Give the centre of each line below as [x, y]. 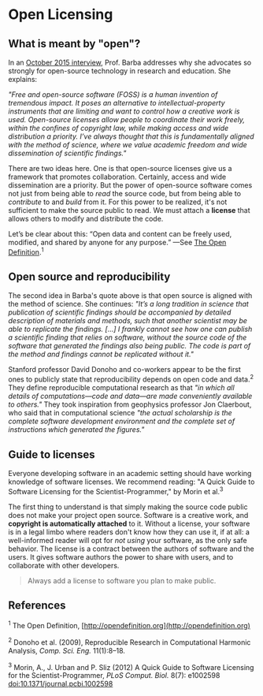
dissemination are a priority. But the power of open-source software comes [130, 185]
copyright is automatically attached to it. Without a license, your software [129, 523]
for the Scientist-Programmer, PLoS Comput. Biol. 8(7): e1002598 [114, 676]
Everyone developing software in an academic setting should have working [130, 473]
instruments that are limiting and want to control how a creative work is [124, 111]
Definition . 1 [26, 251]
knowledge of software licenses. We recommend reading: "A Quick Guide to [131, 482]
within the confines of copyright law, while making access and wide [119, 128]
